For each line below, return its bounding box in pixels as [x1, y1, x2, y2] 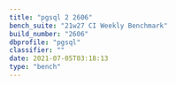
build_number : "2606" [9, 29, 89, 38]
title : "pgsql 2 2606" [9, 12, 93, 22]
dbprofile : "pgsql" [9, 37, 81, 47]
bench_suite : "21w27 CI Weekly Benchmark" [9, 21, 168, 30]
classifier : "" [9, 46, 65, 55]
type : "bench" [9, 63, 62, 72]
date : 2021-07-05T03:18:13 [9, 54, 109, 63]
